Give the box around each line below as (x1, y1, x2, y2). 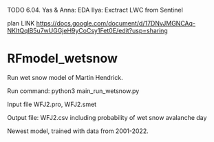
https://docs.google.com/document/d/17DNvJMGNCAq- (36, 19, 196, 27)
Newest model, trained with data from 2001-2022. (7, 127, 149, 135)
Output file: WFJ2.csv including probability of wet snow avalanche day (7, 113, 207, 121)
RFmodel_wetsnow (7, 51, 118, 66)
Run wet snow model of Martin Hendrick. (7, 73, 123, 81)
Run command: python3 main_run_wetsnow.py (7, 86, 140, 95)
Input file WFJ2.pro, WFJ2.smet (7, 100, 97, 108)
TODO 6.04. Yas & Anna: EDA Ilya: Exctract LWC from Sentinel (7, 6, 184, 14)
